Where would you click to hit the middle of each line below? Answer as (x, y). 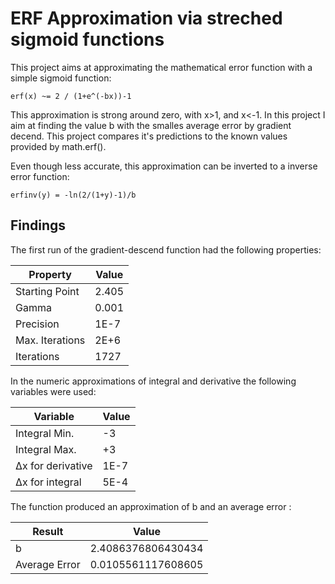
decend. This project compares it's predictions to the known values (149, 136)
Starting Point (47, 291)
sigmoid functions (87, 39)
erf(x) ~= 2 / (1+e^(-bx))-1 (71, 96)
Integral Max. (46, 449)
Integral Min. (45, 433)
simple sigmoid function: (61, 78)
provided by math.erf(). (58, 146)
